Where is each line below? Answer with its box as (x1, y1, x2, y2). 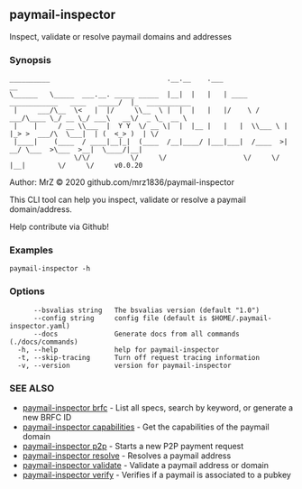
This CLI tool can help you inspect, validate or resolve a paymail (9, 194, 246, 206)
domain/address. (9, 204, 72, 215)
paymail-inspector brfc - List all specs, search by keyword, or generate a (22, 402, 294, 413)
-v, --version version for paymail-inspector (17, 361, 232, 370)
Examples (9, 244, 54, 256)
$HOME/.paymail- (210, 313, 272, 323)
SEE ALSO (9, 382, 55, 394)
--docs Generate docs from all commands (32, 329, 241, 338)
